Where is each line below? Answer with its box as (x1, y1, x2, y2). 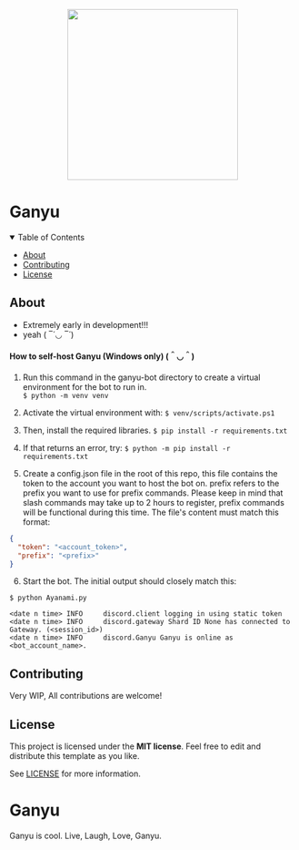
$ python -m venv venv (22, 391, 109, 400)
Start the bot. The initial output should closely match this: (22, 576, 237, 587)
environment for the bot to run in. (22, 381, 147, 392)
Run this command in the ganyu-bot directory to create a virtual (22, 372, 261, 383)
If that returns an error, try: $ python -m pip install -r (22, 442, 231, 453)
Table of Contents (17, 231, 85, 242)
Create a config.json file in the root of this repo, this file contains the (22, 467, 278, 478)
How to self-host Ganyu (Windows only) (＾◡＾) (9, 351, 195, 362)
